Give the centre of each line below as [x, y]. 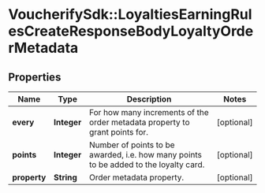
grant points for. [119, 132]
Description [149, 99]
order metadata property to [140, 122]
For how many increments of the [149, 112]
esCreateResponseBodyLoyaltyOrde [131, 31]
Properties [35, 77]
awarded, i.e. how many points [146, 155]
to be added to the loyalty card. [147, 165]
